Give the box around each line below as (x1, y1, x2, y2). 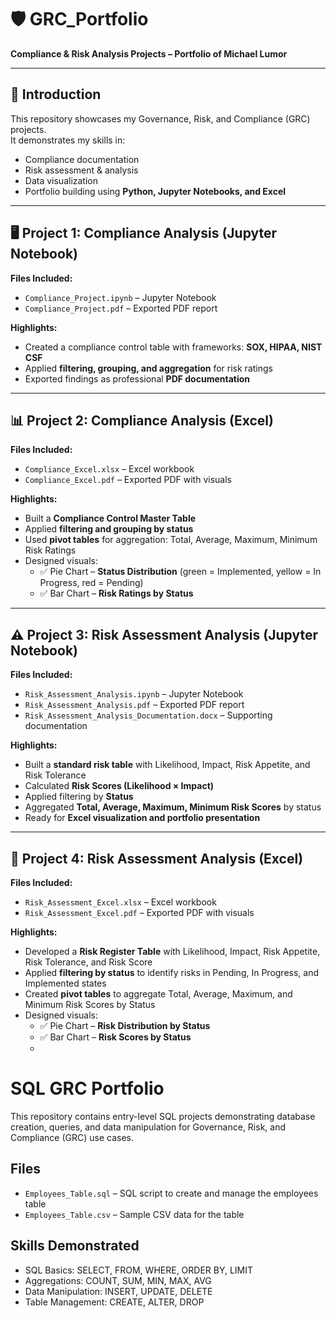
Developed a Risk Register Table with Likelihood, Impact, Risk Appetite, (24, 946, 321, 957)
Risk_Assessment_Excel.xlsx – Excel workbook (24, 896, 217, 908)
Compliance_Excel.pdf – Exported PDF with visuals (24, 474, 232, 486)
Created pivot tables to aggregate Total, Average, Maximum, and (24, 988, 293, 1000)
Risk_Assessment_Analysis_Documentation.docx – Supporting (24, 709, 273, 721)
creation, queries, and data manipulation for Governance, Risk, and (10, 1121, 286, 1133)
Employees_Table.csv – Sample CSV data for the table (24, 1208, 245, 1220)
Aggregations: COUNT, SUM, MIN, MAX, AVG (24, 1274, 212, 1286)
